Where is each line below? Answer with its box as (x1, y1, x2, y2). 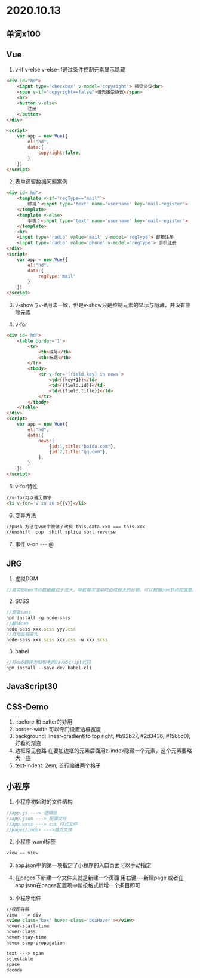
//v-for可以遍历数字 (6, 494, 52, 500)
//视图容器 (6, 906, 30, 912)
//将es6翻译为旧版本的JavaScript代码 (6, 659, 91, 666)
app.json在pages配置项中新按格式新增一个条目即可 (14, 882, 140, 889)
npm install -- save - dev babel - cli (6, 665, 93, 671)
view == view (6, 850, 39, 856)
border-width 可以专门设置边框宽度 (14, 726, 101, 733)
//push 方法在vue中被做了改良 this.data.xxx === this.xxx (6, 524, 145, 530)
